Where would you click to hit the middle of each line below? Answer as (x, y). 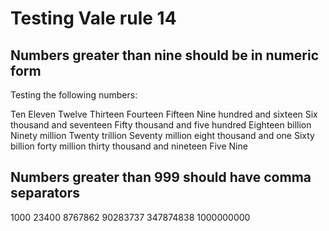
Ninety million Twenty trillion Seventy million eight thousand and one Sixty (162, 135)
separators (45, 193)
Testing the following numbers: (74, 95)
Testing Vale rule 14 (93, 18)
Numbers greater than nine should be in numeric (165, 55)
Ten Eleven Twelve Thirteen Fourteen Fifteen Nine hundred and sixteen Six (164, 114)
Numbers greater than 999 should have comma (161, 177)
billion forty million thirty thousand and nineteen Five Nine (129, 146)
